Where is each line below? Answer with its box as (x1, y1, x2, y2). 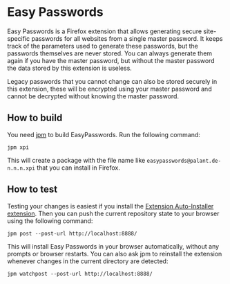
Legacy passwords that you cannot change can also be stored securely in (7, 77, 218, 85)
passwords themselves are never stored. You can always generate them (7, 49, 213, 57)
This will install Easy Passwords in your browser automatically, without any (7, 242, 220, 250)
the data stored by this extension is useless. (7, 64, 133, 72)
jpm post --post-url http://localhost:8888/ (7, 230, 137, 237)
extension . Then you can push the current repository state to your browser (7, 209, 220, 218)
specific (7, 34, 30, 42)
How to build (7, 112, 63, 124)
